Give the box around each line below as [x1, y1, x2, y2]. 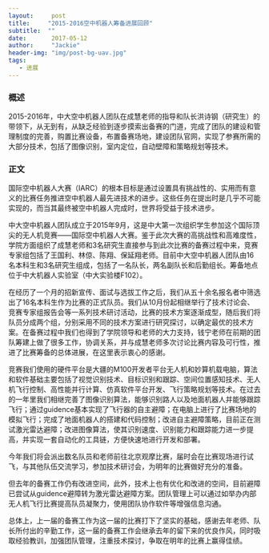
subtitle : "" [8, 26, 56, 34]
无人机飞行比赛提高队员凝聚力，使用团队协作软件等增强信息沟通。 [8, 499, 226, 509]
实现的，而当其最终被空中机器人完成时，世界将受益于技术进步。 [8, 204, 219, 213]
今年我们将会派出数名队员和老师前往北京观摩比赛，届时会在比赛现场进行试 [8, 452, 254, 462]
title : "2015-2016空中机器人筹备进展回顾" [8, 19, 154, 27]
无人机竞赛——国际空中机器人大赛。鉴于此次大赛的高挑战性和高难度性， [22, 230, 261, 240]
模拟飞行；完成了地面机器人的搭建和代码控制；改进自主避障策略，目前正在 [8, 414, 254, 425]
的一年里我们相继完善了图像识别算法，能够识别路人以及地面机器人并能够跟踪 [8, 394, 261, 405]
